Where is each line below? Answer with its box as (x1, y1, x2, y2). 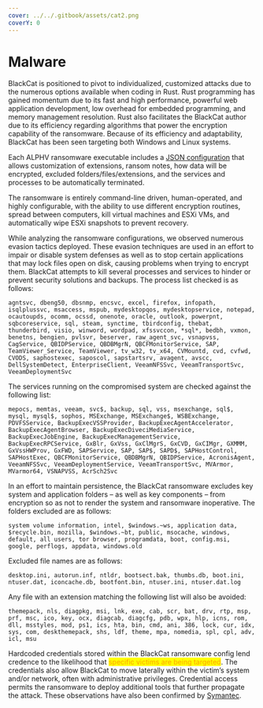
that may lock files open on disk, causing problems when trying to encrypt (8, 259, 250, 268)
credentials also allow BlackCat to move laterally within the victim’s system (8, 665, 250, 675)
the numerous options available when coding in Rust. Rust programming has (8, 88, 256, 97)
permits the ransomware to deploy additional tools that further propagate (8, 683, 246, 692)
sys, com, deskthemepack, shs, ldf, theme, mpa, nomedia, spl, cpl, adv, (8, 628, 256, 636)
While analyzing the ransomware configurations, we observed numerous (8, 233, 244, 243)
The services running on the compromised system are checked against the (8, 382, 252, 391)
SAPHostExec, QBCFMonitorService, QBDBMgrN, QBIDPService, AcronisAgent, (8, 454, 256, 462)
